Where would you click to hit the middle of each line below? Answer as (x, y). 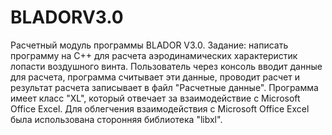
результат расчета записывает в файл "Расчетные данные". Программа (164, 87)
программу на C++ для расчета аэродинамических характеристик (154, 55)
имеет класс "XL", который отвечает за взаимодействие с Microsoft (155, 98)
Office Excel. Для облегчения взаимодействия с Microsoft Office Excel (160, 108)
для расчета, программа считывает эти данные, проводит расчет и (155, 77)
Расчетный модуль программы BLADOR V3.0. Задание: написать (149, 45)
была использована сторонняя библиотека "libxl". (116, 119)
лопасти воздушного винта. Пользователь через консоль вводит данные (166, 66)
